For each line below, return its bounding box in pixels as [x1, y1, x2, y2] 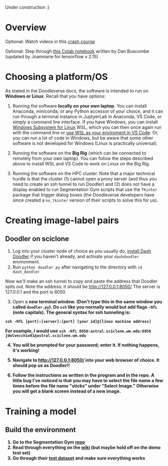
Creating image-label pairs [5, 215, 119, 226]
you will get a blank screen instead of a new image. [12, 388, 121, 394]
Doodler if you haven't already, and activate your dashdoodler [12, 253, 139, 259]
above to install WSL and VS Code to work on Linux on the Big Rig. [12, 160, 150, 166]
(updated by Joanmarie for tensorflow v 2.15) [5, 53, 99, 59]
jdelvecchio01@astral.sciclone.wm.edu [5, 333, 86, 338]
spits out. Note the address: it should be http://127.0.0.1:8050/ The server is [5, 284, 160, 290]
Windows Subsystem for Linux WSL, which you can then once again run [12, 124, 161, 130]
